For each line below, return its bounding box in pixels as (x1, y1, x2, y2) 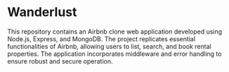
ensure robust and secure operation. (7, 57, 113, 65)
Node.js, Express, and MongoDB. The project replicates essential (7, 34, 195, 43)
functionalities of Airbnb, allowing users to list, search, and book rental (7, 42, 212, 50)
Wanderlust (7, 4, 77, 20)
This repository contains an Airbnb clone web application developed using (7, 27, 223, 36)
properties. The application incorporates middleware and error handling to (7, 50, 222, 58)
